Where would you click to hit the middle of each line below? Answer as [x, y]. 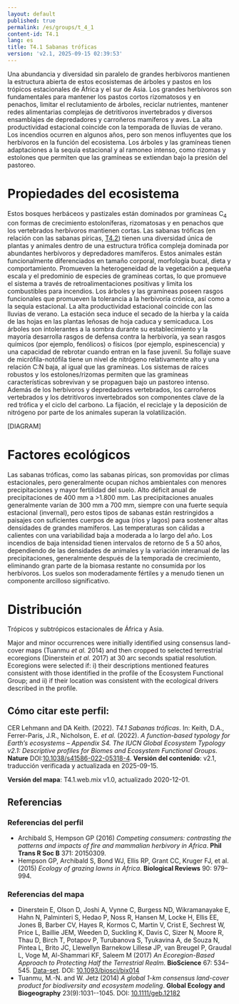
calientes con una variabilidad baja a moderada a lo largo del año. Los [110, 535]
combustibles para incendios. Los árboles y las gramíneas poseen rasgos [115, 291]
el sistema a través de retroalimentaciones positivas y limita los [100, 283]
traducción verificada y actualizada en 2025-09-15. [83, 766]
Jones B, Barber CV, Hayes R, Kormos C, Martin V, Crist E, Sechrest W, [121, 925]
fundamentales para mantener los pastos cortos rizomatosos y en [104, 96]
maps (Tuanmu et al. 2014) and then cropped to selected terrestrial [124, 650]
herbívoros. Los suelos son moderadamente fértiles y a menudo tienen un [116, 573]
